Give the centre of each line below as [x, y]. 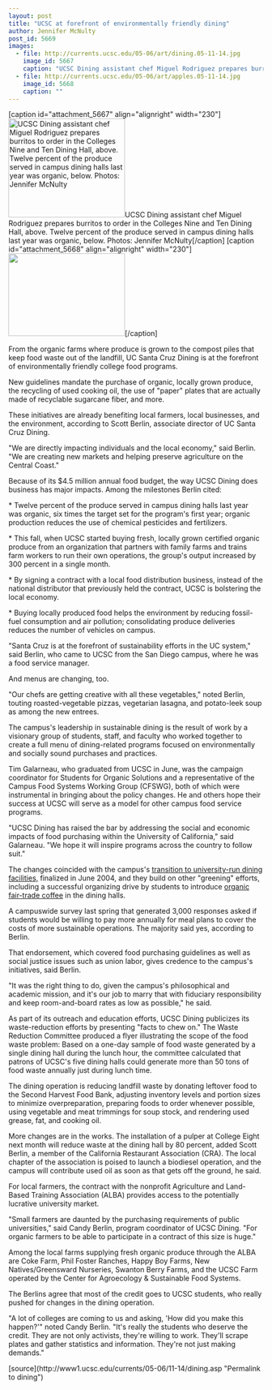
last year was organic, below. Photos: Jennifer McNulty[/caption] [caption [132, 241]
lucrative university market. [54, 1204]
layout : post [30, 16]
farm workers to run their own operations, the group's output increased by [132, 556]
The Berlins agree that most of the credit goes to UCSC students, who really [135, 1294]
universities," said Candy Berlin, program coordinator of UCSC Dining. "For [133, 1228]
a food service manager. [49, 663]
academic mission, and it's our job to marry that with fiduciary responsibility [135, 994]
